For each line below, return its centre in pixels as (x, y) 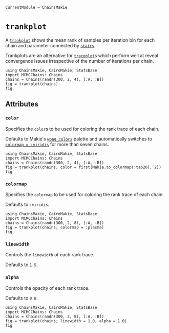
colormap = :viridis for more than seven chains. (57, 144)
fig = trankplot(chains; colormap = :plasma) (55, 227)
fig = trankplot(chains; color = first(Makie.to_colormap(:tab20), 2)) (83, 167)
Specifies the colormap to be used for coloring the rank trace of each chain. (84, 194)
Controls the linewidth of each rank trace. (50, 255)
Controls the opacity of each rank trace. (47, 288)
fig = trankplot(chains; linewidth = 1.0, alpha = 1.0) (66, 321)
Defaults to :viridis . (27, 204)
